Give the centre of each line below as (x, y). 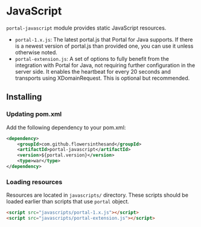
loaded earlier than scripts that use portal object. (68, 202)
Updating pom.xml (34, 114)
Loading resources (34, 182)
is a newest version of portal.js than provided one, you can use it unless (104, 46)
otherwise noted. (36, 52)
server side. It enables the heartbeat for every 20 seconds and (93, 71)
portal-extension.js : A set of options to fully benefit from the (92, 59)
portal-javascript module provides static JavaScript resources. (86, 28)
